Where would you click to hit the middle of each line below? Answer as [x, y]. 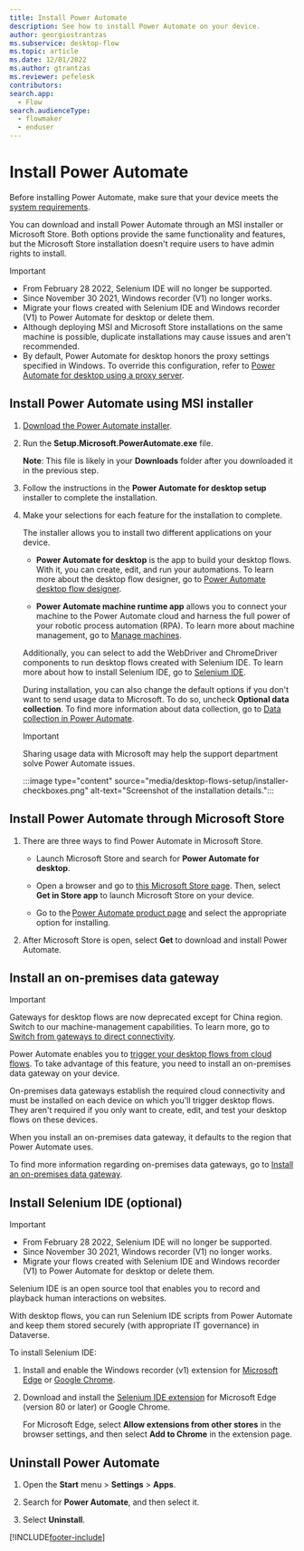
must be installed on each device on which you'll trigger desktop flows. [142, 1100]
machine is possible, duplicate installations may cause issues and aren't [157, 336]
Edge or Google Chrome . [69, 1380]
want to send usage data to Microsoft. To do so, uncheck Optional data [156, 699]
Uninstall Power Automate [85, 1463]
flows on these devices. [53, 1120]
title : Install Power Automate [68, 18]
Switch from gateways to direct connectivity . [93, 1037]
